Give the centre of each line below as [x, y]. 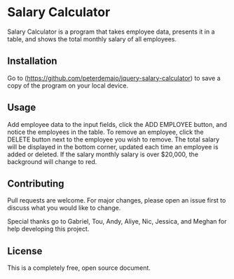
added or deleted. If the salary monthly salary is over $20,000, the [103, 154]
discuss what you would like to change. [64, 208]
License [25, 251]
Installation [32, 61]
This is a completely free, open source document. [79, 268]
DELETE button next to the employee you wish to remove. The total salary [113, 139]
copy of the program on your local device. [68, 86]
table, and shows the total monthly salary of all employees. [92, 39]
